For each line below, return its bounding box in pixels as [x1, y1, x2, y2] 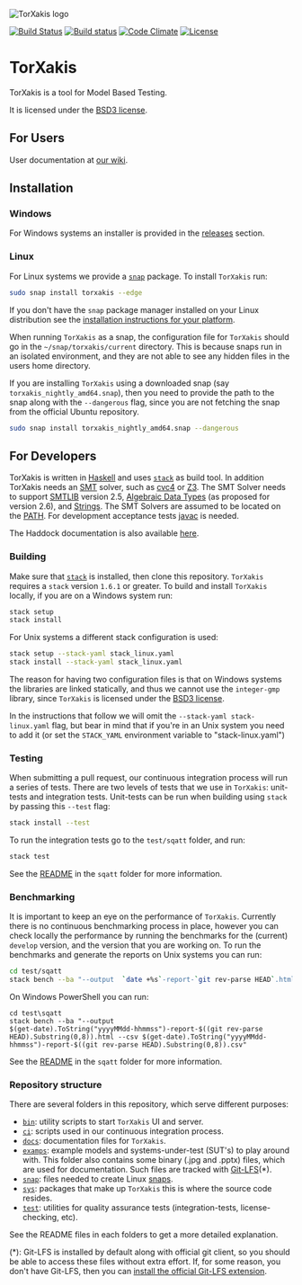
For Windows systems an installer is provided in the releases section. [9, 228, 265, 238]
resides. [22, 1192, 52, 1204]
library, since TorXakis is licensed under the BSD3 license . [9, 693, 225, 704]
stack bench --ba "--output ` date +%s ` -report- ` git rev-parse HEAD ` [9, 976, 276, 985]
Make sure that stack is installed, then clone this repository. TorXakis [9, 571, 264, 582]
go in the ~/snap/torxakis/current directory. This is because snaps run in [9, 341, 282, 352]
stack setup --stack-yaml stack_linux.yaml [9, 649, 175, 658]
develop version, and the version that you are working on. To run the [9, 940, 262, 950]
